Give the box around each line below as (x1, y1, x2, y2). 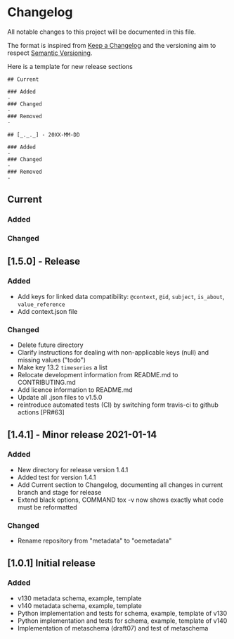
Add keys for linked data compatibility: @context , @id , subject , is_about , (17, 292, 225, 300)
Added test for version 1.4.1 (17, 473, 96, 481)
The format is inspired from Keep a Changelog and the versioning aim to (7, 41, 216, 49)
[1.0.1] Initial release (7, 557, 96, 569)
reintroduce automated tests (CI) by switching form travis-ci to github (17, 400, 219, 409)
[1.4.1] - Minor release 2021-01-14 (7, 429, 157, 441)
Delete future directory (17, 341, 84, 349)
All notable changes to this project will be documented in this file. (7, 27, 197, 36)
